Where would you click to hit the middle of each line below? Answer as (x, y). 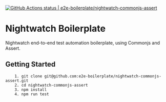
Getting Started (30, 64)
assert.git (17, 80)
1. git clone (28, 76)
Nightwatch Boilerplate (56, 29)
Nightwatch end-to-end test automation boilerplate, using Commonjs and (83, 43)
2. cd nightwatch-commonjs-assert (51, 85)
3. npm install (31, 90)
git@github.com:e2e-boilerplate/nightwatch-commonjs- (103, 76)
